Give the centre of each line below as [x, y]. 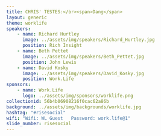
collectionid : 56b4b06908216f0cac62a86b [58, 101]
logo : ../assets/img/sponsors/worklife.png [78, 96]
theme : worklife [27, 23]
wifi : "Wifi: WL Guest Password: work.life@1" [68, 118]
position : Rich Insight [52, 46]
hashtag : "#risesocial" [36, 113]
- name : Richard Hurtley [48, 34]
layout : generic [27, 17]
